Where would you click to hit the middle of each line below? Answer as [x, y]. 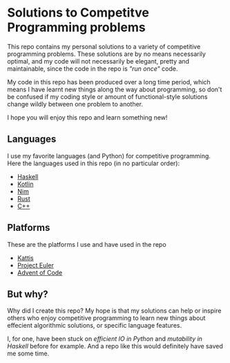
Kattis [26, 258]
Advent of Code [40, 272]
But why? [28, 294]
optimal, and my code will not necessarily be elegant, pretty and [98, 61]
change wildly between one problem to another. [75, 104]
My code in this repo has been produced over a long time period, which [109, 82]
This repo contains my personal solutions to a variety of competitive [104, 46]
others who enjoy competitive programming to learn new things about [106, 318]
